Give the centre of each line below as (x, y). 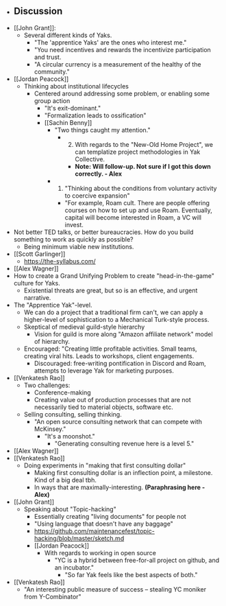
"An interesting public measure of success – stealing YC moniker (115, 589)
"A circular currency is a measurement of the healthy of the (117, 64)
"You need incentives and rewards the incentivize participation (122, 49)
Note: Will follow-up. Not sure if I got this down (143, 166)
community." (52, 71)
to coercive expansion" (97, 196)
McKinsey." (50, 429)
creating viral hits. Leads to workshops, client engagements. (109, 356)
